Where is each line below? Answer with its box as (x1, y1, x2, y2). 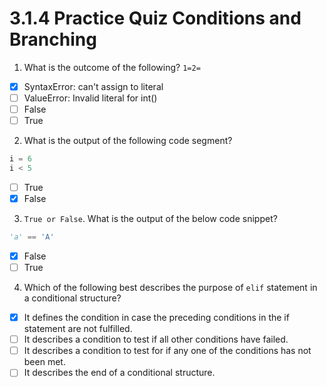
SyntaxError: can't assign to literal (23, 80, 164, 92)
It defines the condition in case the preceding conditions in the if (23, 312, 290, 324)
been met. (23, 356, 66, 368)
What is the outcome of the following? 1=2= (23, 61, 201, 73)
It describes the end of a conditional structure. (23, 367, 216, 379)
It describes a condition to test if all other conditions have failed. (23, 333, 289, 346)
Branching (9, 28, 97, 51)
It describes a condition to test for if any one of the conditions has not (23, 345, 312, 357)
